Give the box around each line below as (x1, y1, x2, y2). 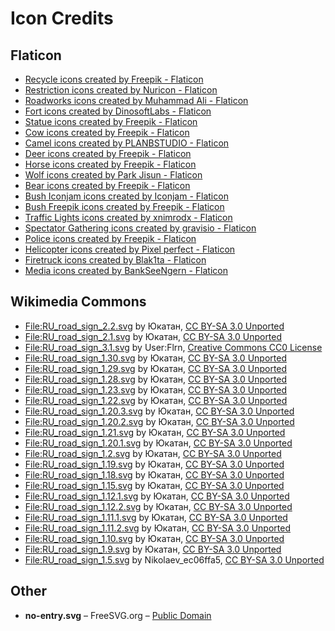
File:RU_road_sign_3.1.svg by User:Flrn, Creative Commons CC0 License (24, 341, 323, 353)
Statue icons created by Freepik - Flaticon (24, 116, 198, 127)
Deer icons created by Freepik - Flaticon (24, 148, 192, 159)
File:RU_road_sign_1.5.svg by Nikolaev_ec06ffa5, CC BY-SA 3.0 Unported (24, 553, 325, 566)
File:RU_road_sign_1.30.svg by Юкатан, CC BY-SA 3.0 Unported (24, 352, 287, 364)
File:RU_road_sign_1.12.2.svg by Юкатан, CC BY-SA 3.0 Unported (24, 500, 293, 512)
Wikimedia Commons (10, 293, 147, 311)
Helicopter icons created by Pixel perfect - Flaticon (24, 243, 236, 255)
